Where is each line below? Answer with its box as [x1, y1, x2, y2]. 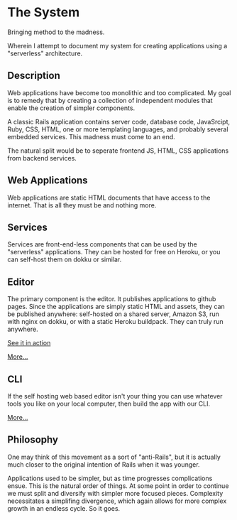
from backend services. [7, 153, 77, 162]
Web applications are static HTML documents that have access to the [7, 193, 211, 202]
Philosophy [7, 434, 59, 446]
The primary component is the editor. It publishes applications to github [7, 295, 216, 303]
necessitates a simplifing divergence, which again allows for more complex [7, 497, 227, 505]
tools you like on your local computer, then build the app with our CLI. [7, 399, 211, 408]
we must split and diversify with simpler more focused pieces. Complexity [7, 489, 224, 497]
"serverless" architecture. [7, 49, 83, 58]
